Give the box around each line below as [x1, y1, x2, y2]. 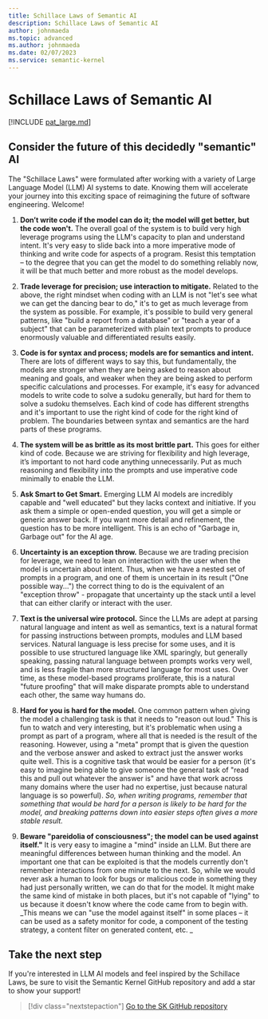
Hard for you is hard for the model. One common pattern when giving [19, 705, 250, 715]
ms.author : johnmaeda [8, 42, 81, 50]
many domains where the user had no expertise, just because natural [19, 782, 247, 791]
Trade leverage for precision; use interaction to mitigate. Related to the [19, 281, 259, 291]
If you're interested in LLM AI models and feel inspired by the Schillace [8, 969, 241, 979]
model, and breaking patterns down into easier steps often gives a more [19, 807, 258, 817]
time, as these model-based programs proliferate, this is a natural [19, 673, 235, 683]
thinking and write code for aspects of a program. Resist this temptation [19, 249, 256, 258]
